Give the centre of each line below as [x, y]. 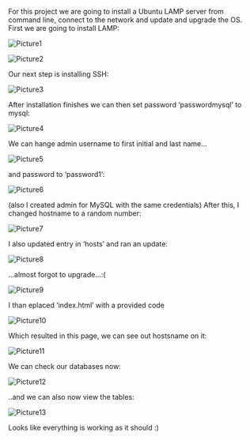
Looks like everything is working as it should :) [84, 427]
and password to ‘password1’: [57, 174]
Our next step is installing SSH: [59, 74]
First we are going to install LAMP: [64, 28]
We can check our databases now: [64, 366]
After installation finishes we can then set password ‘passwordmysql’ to [125, 105]
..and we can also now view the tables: [71, 397]
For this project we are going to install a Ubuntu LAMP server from [116, 11]
